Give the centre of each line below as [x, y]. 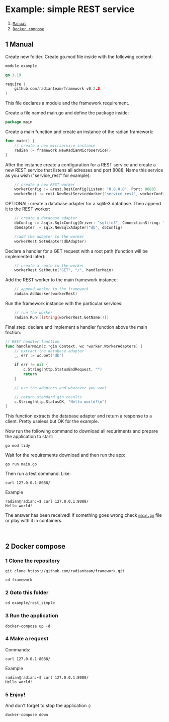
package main [19, 122]
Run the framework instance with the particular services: [64, 303]
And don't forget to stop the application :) [48, 706]
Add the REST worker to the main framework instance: [62, 280]
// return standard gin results [48, 397]
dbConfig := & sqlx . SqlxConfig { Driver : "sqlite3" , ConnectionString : [88, 223]
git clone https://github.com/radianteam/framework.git [65, 571]
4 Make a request [27, 639]
